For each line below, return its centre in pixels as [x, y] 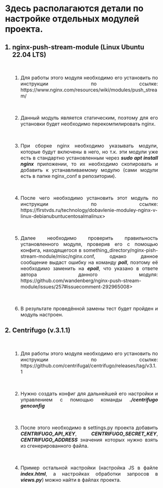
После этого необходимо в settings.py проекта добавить [89, 427]
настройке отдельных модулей [72, 19]
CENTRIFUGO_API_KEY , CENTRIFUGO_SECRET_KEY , [89, 434]
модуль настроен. [42, 315]
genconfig [33, 405]
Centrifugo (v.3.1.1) [41, 330]
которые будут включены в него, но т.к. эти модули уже [89, 152]
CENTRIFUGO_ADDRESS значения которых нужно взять [89, 439]
